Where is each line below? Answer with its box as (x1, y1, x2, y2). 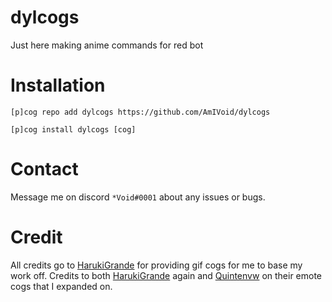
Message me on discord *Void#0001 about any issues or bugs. (10, 191, 266, 203)
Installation (10, 74, 106, 97)
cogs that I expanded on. (10, 280, 113, 292)
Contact (10, 158, 79, 181)
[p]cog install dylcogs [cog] (10, 124, 137, 135)
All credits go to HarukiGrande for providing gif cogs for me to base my (10, 259, 303, 271)
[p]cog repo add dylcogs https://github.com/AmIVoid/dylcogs (10, 107, 271, 117)
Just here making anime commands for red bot (10, 39, 204, 51)
